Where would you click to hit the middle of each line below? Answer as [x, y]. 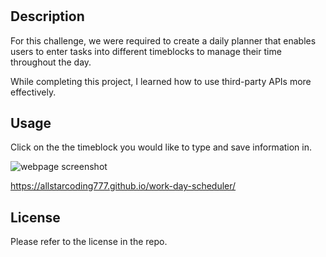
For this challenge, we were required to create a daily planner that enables [163, 40]
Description [47, 16]
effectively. [33, 92]
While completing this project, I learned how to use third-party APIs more [161, 81]
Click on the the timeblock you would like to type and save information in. [161, 147]
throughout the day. [51, 62]
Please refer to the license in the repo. [89, 242]
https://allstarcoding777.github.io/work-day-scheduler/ [123, 186]
